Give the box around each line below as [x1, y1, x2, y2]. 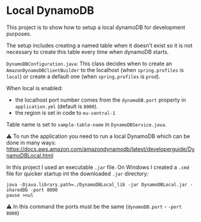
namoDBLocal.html [6, 152, 54, 159]
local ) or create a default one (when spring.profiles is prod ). [6, 73, 161, 80]
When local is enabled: [6, 84, 63, 91]
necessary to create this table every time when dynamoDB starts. [6, 48, 169, 55]
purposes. [6, 30, 32, 37]
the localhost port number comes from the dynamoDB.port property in [14, 96, 186, 103]
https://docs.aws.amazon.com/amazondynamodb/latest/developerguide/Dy [6, 145, 195, 152]
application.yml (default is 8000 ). [14, 102, 98, 109]
